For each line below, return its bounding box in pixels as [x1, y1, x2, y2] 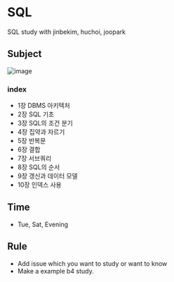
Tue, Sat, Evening [17, 220, 69, 228]
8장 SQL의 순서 [17, 163, 60, 171]
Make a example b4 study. [17, 266, 94, 275]
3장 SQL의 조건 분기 [17, 119, 74, 128]
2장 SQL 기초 [17, 110, 55, 118]
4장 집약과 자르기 [17, 128, 65, 136]
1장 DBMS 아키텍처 [17, 102, 70, 110]
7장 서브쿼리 [17, 154, 52, 163]
